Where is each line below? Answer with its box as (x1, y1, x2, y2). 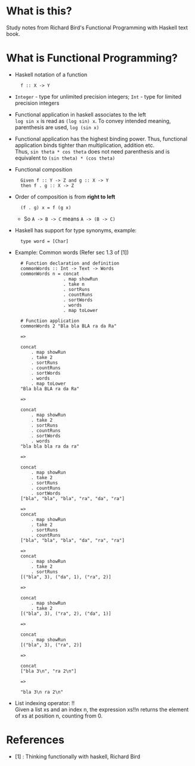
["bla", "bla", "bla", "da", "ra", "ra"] (20, 537, 125, 543)
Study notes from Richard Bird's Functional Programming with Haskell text (6, 24, 188, 31)
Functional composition (14, 166, 73, 173)
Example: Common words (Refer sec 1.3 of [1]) (14, 249, 129, 256)
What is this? (6, 4, 73, 18)
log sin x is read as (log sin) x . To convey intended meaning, (14, 117, 171, 124)
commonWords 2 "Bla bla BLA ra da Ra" (20, 323, 117, 329)
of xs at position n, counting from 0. (14, 712, 103, 719)
